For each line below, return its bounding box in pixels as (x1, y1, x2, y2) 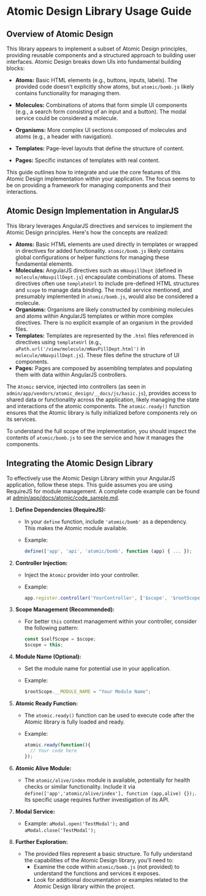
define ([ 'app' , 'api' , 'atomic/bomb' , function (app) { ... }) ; (24, 548, 193, 554)
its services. (6, 415, 37, 423)
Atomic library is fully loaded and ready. (24, 718, 125, 725)
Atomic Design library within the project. (33, 882, 135, 890)
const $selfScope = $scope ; (24, 636, 96, 643)
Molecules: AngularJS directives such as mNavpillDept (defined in (15, 266, 183, 274)
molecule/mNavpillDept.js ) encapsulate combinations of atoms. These (15, 273, 194, 280)
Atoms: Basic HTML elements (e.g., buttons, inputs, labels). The (15, 77, 178, 83)
